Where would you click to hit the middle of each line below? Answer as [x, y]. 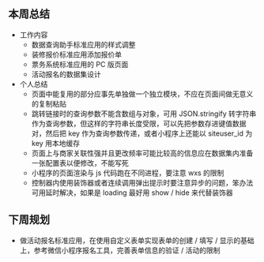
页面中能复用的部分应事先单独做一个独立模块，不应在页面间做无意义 [142, 94]
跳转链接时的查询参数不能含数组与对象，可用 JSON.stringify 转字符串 [144, 114]
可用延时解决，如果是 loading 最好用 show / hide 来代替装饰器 [132, 193]
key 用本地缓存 [56, 143]
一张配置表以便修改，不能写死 [80, 163]
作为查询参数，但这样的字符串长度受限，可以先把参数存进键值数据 [139, 123]
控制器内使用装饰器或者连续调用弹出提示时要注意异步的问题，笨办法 [142, 182]
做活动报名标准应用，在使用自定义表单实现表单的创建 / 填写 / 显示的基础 [137, 240]
